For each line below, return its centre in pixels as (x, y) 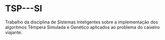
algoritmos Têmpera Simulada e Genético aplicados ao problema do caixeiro (82, 27)
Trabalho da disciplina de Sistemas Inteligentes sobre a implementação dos (82, 22)
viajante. (14, 32)
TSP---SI (24, 9)
